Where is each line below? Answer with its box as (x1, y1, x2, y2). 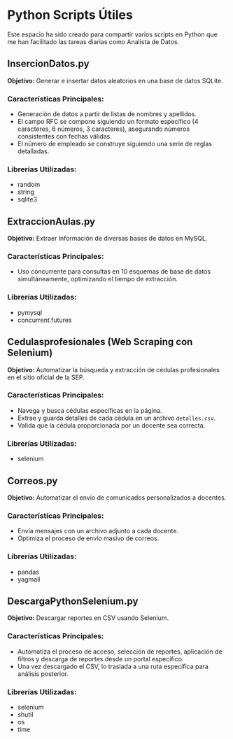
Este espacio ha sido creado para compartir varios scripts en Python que (7, 30, 218, 38)
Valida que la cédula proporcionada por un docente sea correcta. (17, 421, 206, 430)
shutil (17, 710, 34, 719)
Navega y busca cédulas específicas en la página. (17, 406, 162, 414)
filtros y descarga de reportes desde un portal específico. (17, 654, 184, 663)
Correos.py (7, 474, 58, 486)
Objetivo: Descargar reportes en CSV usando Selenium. (7, 614, 169, 622)
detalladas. (17, 147, 50, 155)
